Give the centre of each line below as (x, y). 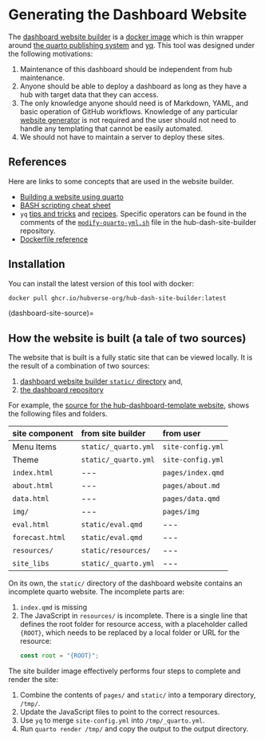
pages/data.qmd (191, 499)
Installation (37, 264)
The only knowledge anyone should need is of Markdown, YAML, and (134, 103)
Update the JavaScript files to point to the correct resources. (120, 712)
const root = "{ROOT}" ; (59, 656)
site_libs (31, 564)
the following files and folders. (58, 414)
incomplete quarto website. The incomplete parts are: (97, 592)
